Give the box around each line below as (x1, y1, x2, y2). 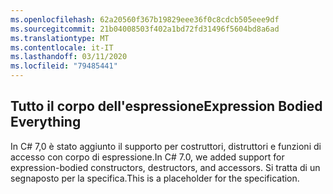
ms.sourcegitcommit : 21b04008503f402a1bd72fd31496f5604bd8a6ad (10, 24, 280, 34)
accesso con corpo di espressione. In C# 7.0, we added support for (10, 151, 285, 163)
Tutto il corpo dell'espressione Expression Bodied (10, 98, 323, 115)
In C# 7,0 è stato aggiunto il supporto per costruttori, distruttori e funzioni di (10, 140, 322, 152)
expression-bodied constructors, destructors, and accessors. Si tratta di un (10, 161, 321, 173)
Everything (10, 114, 82, 131)
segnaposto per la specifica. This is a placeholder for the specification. (10, 172, 300, 184)
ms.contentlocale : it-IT (10, 42, 114, 53)
